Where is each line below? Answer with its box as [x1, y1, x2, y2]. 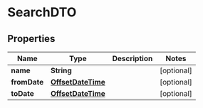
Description [112, 54, 153, 63]
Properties [7, 33, 56, 45]
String [50, 65, 73, 75]
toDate [11, 89, 34, 98]
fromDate [11, 77, 44, 87]
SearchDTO [7, 4, 77, 21]
